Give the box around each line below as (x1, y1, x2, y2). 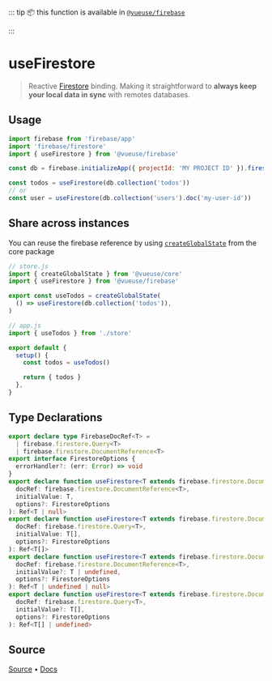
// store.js (8, 262, 49, 270)
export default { (8, 343, 67, 351)
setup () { (15, 351, 49, 360)
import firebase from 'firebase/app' (8, 134, 136, 143)
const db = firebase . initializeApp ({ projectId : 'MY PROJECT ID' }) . (8, 164, 249, 172)
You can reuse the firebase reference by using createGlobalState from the (8, 238, 257, 248)
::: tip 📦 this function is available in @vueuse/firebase (8, 7, 185, 17)
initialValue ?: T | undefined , (15, 568, 121, 576)
